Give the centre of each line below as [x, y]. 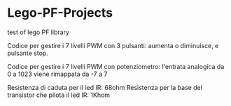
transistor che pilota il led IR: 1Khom [59, 95]
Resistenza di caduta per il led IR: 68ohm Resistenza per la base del [105, 87]
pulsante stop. [28, 53]
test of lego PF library [38, 32]
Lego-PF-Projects [60, 13]
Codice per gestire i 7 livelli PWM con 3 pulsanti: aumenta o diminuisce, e [113, 45]
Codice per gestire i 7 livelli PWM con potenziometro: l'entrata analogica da [116, 66]
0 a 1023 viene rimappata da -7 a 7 [57, 74]
